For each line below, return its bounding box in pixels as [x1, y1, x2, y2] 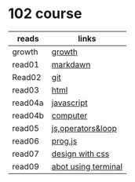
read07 [12, 148, 39, 159]
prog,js [51, 135, 78, 146]
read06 [12, 135, 39, 146]
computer [51, 110, 88, 121]
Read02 [12, 71, 42, 82]
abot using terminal [51, 161, 123, 172]
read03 [12, 84, 39, 95]
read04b [12, 110, 45, 121]
